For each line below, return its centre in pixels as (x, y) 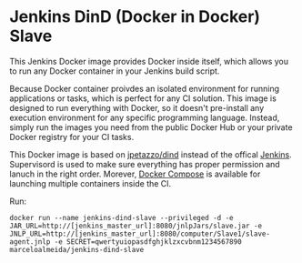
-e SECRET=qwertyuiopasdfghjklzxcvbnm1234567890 (148, 242)
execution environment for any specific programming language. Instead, (145, 117)
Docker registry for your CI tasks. (72, 137)
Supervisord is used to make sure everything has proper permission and (145, 164)
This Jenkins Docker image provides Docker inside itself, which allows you (149, 61)
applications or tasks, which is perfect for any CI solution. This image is (143, 98)
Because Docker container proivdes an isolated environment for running (145, 88)
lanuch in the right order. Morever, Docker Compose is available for (135, 174)
